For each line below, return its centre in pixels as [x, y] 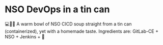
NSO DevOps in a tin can [57, 9]
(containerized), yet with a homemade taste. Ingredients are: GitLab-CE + [82, 31]
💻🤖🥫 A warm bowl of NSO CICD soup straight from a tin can [68, 24]
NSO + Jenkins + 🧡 [25, 36]
